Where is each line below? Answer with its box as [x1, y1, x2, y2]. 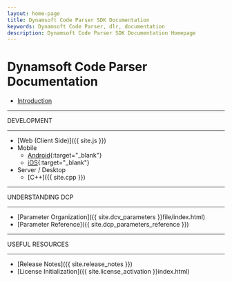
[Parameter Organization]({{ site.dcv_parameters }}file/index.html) [17, 213, 206, 221]
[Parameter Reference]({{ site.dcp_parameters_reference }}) [17, 220, 189, 229]
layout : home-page [7, 10, 60, 17]
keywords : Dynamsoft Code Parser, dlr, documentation [7, 23, 166, 30]
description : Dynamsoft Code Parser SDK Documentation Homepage [7, 29, 196, 37]
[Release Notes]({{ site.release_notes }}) [17, 260, 133, 268]
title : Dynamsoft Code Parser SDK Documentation [7, 17, 150, 23]
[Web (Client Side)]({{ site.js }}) [17, 136, 107, 145]
